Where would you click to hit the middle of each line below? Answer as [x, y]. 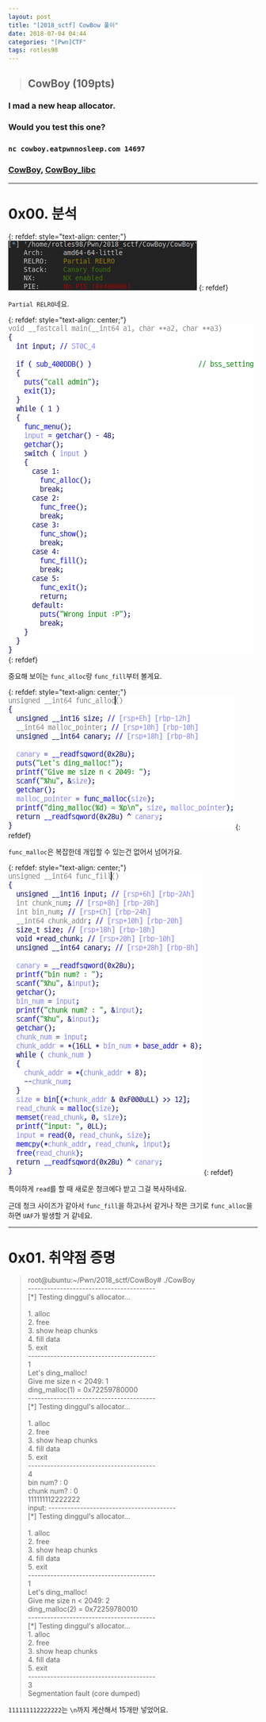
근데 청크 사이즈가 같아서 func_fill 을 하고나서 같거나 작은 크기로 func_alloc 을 [131, 1205]
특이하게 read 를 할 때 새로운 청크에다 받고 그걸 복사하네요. [98, 1188]
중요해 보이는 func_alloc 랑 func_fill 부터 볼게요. [85, 676]
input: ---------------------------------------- [102, 1508]
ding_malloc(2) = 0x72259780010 [83, 1609]
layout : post [30, 17]
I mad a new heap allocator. [62, 106]
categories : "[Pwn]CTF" [47, 42]
